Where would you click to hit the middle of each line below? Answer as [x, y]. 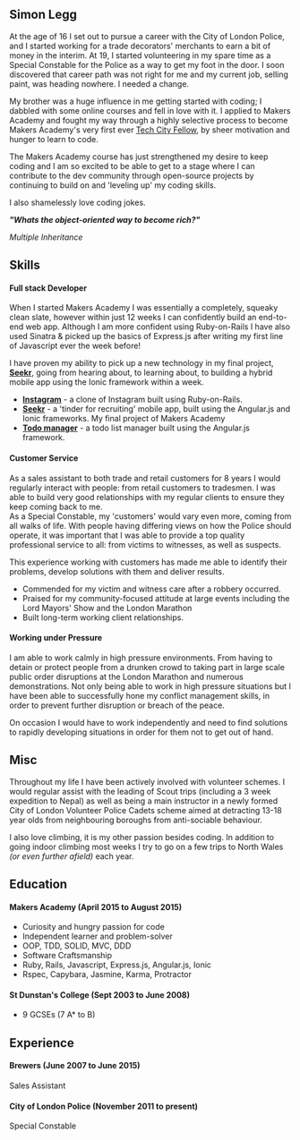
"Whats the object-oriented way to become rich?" [105, 219]
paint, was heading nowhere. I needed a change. [99, 83]
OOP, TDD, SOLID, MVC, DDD [77, 946]
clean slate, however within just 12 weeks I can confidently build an [133, 318]
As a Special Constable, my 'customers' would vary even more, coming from [150, 516]
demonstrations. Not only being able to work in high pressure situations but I [150, 686]
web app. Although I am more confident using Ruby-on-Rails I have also [158, 327]
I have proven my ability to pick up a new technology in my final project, [142, 363]
